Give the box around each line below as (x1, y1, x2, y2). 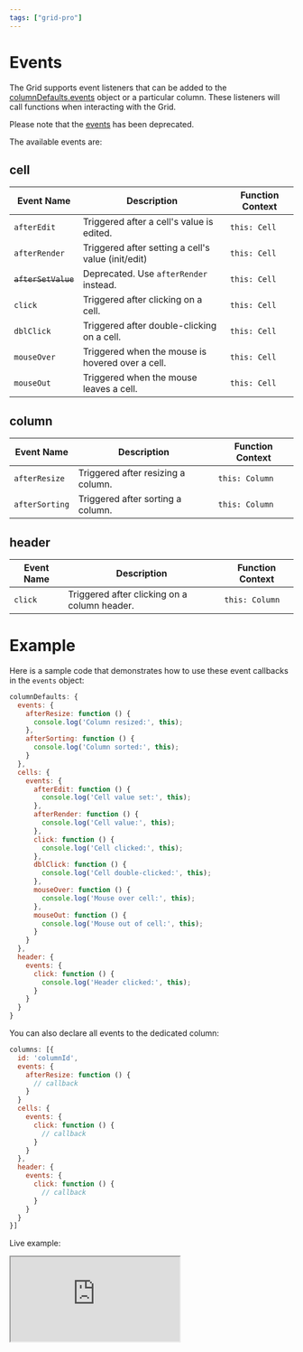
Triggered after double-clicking (82, 320, 217, 332)
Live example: (9, 1238, 61, 1249)
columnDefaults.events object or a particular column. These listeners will (9, 91, 280, 102)
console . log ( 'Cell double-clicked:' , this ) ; (41, 869, 212, 878)
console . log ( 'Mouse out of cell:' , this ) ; (41, 918, 204, 928)
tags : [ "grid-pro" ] (9, 13, 83, 23)
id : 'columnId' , (17, 1053, 78, 1062)
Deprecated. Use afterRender (82, 267, 208, 280)
